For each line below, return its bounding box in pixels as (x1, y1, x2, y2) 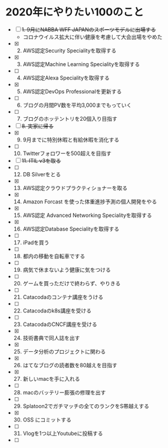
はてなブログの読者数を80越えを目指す (22, 361, 118, 368)
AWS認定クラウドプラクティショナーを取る (22, 184, 128, 192)
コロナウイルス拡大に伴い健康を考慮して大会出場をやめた (22, 33, 163, 40)
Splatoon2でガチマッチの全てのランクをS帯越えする (22, 402, 150, 410)
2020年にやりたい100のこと (5, 5, 144, 19)
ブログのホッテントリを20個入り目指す (22, 115, 117, 122)
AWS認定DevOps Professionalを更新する (22, 88, 122, 95)
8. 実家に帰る (21, 122, 54, 130)
